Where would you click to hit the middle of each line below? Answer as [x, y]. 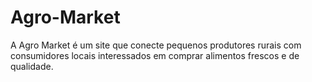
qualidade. [32, 66]
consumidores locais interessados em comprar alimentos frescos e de [155, 55]
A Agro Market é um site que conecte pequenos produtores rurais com [156, 45]
